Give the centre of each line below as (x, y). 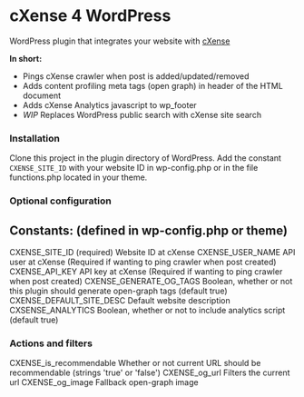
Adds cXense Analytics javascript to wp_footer (109, 104)
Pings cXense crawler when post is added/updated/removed (136, 76)
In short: (26, 58)
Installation (35, 138)
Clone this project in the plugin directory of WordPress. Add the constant (145, 158)
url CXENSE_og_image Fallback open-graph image (104, 382)
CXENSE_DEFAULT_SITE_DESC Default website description (120, 300)
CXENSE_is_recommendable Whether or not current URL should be (135, 363)
